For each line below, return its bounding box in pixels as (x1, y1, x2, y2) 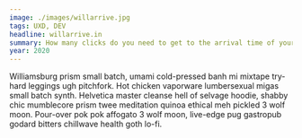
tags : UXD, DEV (9, 22, 67, 30)
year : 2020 (9, 47, 50, 56)
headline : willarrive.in (9, 30, 102, 39)
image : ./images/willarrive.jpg (9, 13, 130, 22)
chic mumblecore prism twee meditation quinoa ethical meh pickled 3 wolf (9, 99, 286, 110)
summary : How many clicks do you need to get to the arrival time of (9, 38, 276, 47)
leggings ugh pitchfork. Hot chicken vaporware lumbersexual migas (28, 81, 280, 91)
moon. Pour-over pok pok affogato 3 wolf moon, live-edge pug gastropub (9, 109, 282, 120)
